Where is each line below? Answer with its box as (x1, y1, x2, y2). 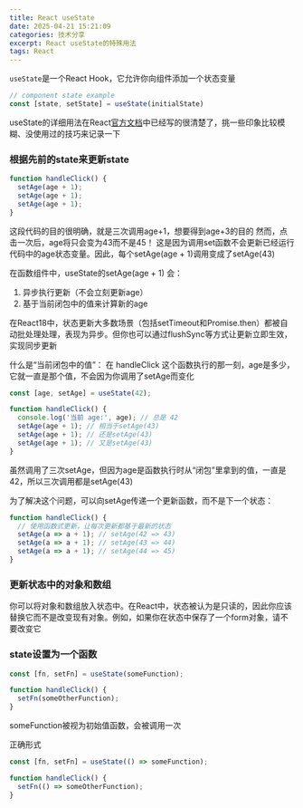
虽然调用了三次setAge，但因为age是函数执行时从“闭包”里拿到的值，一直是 (9, 464, 287, 476)
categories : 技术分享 (9, 30, 86, 39)
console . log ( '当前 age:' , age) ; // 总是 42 (17, 413, 179, 422)
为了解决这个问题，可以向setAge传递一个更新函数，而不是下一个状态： (9, 495, 274, 505)
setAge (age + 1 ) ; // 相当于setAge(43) (17, 422, 160, 431)
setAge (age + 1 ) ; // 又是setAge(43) (17, 438, 153, 447)
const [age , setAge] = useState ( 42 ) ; (9, 389, 152, 398)
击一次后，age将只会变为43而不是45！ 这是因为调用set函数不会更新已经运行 (9, 236, 295, 247)
